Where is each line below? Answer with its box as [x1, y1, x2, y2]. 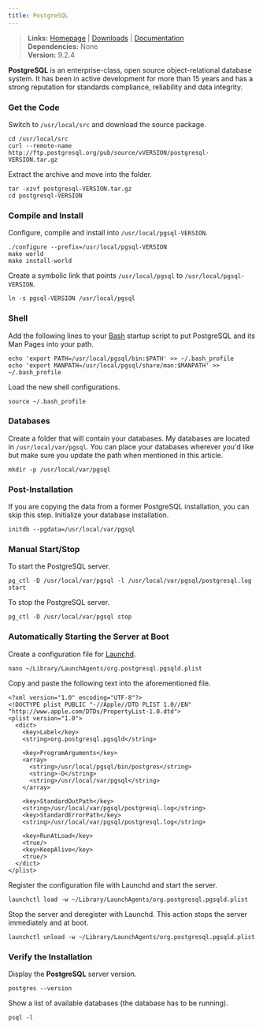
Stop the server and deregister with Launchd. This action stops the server [8, 909, 248, 918]
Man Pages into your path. [8, 339, 94, 348]
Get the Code [8, 102, 60, 113]
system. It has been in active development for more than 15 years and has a [8, 73, 254, 83]
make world [8, 250, 44, 258]
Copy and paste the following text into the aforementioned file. [8, 678, 211, 688]
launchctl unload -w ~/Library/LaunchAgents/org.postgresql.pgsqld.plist [8, 933, 256, 941]
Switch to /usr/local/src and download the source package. [8, 119, 206, 129]
